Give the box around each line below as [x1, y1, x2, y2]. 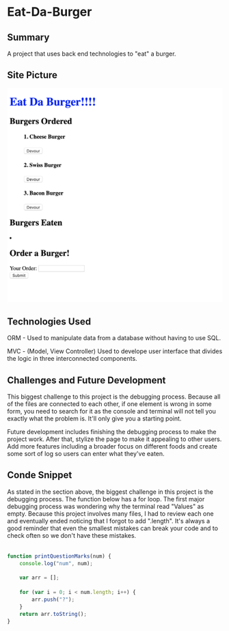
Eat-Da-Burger [7, 4, 92, 20]
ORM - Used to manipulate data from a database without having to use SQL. [7, 334, 221, 342]
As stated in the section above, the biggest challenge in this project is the [7, 488, 214, 496]
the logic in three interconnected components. [7, 355, 138, 363]
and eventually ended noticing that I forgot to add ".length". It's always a [7, 516, 211, 525]
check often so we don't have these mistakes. [7, 531, 137, 539]
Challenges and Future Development [7, 374, 166, 386]
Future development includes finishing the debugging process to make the [7, 428, 217, 436]
